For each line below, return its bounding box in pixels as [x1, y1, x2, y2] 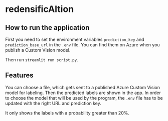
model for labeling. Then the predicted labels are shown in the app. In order [5, 90, 161, 96]
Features [5, 71, 34, 80]
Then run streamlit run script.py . [5, 57, 79, 63]
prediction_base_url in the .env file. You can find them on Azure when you [5, 42, 160, 48]
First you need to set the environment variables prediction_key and [5, 36, 144, 42]
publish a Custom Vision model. [5, 47, 71, 53]
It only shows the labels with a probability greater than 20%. [5, 110, 129, 116]
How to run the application [5, 23, 90, 32]
